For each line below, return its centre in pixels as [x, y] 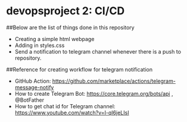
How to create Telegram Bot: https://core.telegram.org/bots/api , [94, 93]
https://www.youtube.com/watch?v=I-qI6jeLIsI [72, 112]
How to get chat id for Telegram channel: [65, 106]
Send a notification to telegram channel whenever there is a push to [98, 51]
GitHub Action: [33, 81]
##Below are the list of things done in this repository [71, 27]
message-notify [34, 87]
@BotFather [29, 100]
